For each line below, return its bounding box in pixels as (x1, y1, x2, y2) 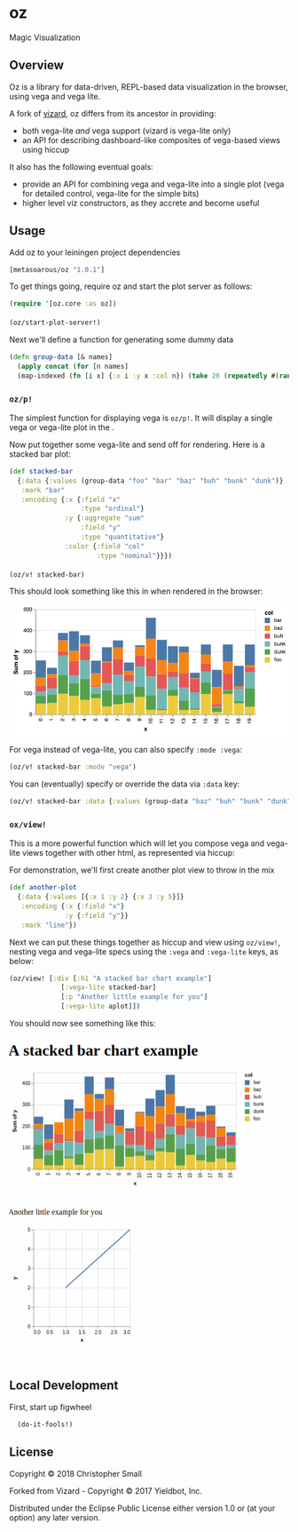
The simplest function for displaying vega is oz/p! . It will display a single (9, 412, 273, 423)
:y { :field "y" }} (65, 911, 129, 920)
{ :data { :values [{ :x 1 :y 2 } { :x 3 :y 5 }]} (17, 892, 184, 902)
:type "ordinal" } (80, 505, 145, 514)
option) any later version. (9, 1512, 100, 1522)
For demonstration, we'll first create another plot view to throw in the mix (9, 865, 275, 875)
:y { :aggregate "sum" (65, 514, 145, 523)
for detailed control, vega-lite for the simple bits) (21, 188, 200, 198)
